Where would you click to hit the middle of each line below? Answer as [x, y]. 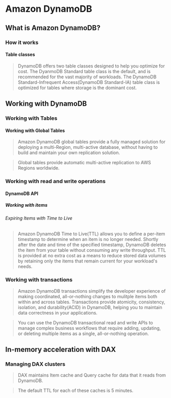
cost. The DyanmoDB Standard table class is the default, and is [84, 71]
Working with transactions [39, 280]
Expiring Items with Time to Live [39, 218]
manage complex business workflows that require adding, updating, [89, 328]
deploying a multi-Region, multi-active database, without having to [88, 147]
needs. [25, 267]
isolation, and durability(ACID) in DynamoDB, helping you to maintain [90, 307]
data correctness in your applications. [58, 313]
